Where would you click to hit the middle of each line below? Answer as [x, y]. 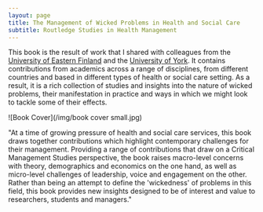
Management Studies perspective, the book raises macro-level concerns [126, 158]
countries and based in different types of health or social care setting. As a [129, 77]
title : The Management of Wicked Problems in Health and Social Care [124, 23]
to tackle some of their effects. [58, 102]
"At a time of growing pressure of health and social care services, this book [130, 133]
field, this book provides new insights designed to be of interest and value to [132, 191]
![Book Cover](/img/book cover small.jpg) [75, 118]
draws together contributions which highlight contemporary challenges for [128, 141]
